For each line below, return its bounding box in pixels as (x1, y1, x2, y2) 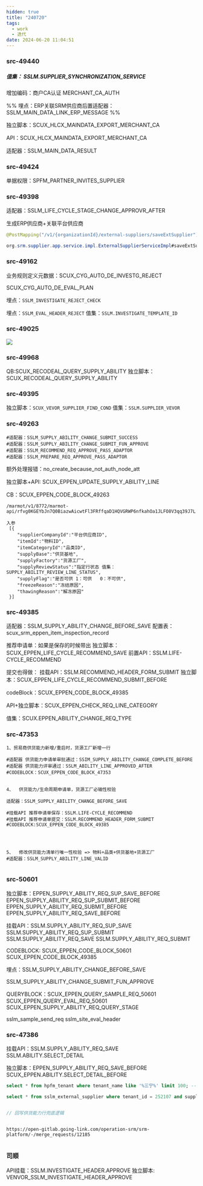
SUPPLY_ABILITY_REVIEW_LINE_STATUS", (6, 569, 101, 575)
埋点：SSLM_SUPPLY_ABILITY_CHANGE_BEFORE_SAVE (6, 966, 146, 973)
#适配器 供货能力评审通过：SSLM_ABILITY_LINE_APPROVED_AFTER (6, 763, 153, 769)
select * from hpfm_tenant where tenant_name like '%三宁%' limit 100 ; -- (6, 1082, 197, 1089)
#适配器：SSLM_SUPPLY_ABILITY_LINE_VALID (6, 856, 109, 862)
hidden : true (6, 8, 39, 15)
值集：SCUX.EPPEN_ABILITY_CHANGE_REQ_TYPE (6, 715, 132, 722)
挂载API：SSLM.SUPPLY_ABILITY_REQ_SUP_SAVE (6, 921, 132, 929)
